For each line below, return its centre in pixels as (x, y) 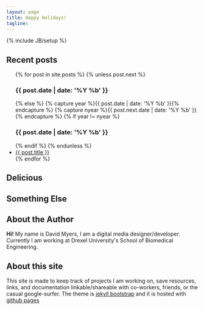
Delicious (24, 178)
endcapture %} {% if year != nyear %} (72, 117)
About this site (35, 266)
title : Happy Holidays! (37, 18)
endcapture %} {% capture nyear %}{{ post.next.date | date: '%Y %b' (103, 110)
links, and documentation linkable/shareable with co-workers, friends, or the (102, 287)
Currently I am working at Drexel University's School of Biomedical (90, 240)
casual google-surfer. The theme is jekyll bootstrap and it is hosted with (97, 294)
